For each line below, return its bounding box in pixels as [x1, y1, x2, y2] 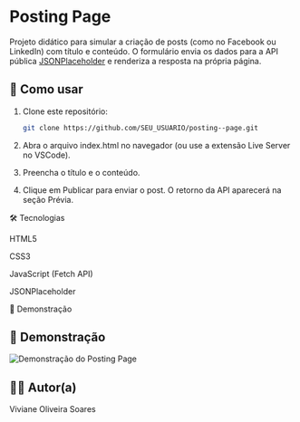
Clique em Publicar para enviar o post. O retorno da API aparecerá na [22, 184, 282, 196]
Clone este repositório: [22, 106, 109, 117]
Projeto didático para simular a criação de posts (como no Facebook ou [9, 36, 276, 47]
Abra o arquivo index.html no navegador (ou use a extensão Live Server [22, 139, 291, 150]
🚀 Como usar [9, 82, 83, 97]
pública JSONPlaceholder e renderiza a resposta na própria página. [9, 55, 262, 66]
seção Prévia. [22, 194, 74, 205]
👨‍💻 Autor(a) [9, 379, 77, 395]
